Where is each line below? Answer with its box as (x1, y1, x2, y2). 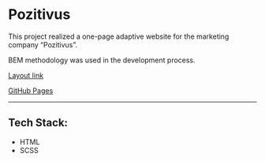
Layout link (8, 70, 44, 80)
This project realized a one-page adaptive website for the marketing (8, 32, 230, 41)
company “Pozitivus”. (8, 39, 77, 49)
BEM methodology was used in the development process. (8, 55, 196, 65)
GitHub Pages (8, 85, 54, 95)
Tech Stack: (8, 116, 69, 129)
